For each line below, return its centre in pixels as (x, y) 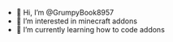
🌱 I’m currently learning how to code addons (90, 29)
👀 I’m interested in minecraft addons (77, 21)
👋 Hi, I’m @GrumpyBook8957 (65, 13)
